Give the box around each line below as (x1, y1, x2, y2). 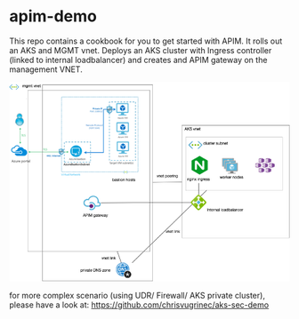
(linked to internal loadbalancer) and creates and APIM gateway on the (9, 54, 268, 65)
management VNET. (9, 64, 83, 75)
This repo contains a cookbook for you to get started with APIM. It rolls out (9, 36, 283, 46)
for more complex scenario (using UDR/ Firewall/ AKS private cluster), (9, 291, 265, 301)
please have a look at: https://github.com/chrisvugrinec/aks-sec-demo (9, 299, 270, 310)
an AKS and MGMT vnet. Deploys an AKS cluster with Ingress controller (9, 44, 272, 55)
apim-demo (9, 6, 98, 27)
